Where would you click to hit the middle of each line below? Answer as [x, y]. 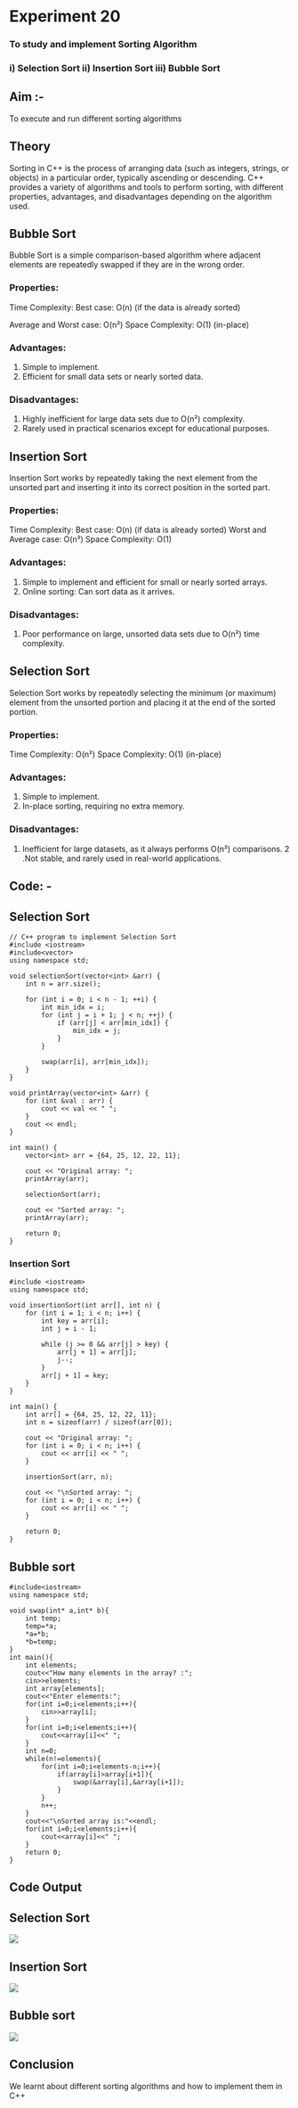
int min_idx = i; [73, 1007]
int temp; [44, 1619]
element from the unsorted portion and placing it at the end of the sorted [142, 702]
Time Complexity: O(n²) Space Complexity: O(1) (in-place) [116, 754]
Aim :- [27, 97]
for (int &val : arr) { [69, 1101]
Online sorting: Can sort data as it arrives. [98, 591]
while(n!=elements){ [63, 1759]
